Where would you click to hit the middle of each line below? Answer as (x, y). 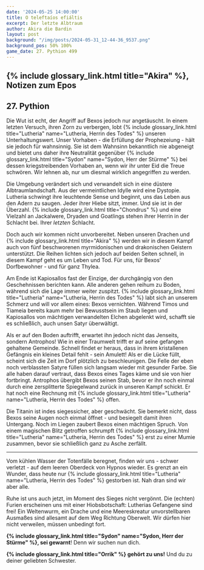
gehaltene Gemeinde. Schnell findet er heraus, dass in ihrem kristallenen (97, 348)
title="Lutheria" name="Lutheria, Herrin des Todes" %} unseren (86, 133)
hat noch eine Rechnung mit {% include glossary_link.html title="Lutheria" (99, 393)
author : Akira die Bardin (39, 29)
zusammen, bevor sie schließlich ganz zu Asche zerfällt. (77, 443)
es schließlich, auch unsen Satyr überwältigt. (63, 323)
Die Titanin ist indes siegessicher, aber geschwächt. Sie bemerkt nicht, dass (102, 411)
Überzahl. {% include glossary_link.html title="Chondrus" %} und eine (94, 209)
